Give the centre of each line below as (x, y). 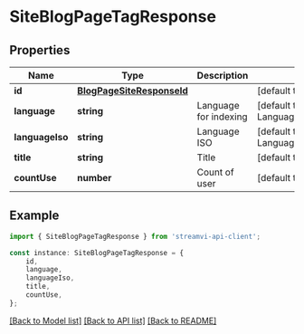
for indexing (222, 117)
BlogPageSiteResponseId (132, 91)
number (94, 178)
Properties (40, 50)
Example (34, 216)
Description (223, 76)
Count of (215, 172)
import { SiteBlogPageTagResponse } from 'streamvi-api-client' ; (135, 236)
